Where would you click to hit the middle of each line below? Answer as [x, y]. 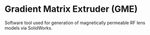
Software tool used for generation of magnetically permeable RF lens [75, 23]
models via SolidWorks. [28, 28]
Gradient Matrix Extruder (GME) [71, 9]
